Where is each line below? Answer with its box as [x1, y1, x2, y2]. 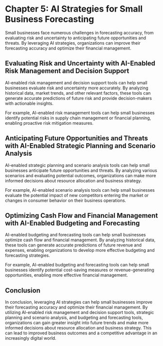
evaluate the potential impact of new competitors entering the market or [5, 192, 149, 198]
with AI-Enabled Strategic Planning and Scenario [5, 142, 156, 150]
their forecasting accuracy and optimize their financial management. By [5, 304, 148, 310]
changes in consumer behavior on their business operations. [5, 198, 126, 203]
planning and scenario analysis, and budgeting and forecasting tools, [5, 314, 143, 321]
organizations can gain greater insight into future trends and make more [5, 320, 149, 326]
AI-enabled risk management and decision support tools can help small [5, 80, 147, 85]
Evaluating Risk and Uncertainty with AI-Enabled [5, 59, 156, 67]
